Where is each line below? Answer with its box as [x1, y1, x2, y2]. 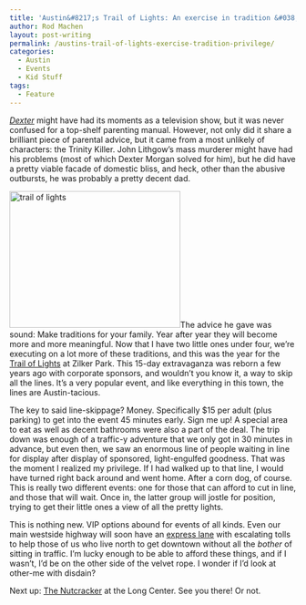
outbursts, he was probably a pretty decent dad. [9, 172, 191, 183]
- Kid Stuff [17, 73, 64, 82]
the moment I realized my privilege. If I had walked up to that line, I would [9, 462, 284, 474]
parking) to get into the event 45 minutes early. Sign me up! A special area [9, 414, 289, 425]
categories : [9, 47, 55, 56]
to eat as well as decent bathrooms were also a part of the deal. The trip [9, 424, 280, 435]
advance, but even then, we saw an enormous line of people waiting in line [9, 443, 290, 454]
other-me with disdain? [9, 567, 97, 579]
